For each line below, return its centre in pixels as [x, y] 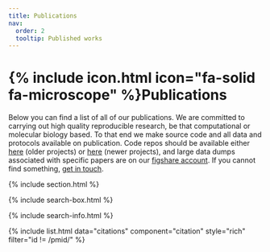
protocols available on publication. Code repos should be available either [129, 143]
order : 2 [30, 31]
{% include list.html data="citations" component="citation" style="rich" [127, 231]
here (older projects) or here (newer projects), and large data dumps [122, 152]
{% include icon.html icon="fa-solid [132, 78]
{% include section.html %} [54, 184]
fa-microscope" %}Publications [118, 95]
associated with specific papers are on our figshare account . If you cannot [132, 160]
